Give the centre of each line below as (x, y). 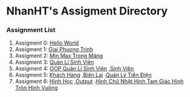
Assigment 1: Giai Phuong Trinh (54, 49)
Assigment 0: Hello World (47, 43)
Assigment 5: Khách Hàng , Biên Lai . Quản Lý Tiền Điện (83, 75)
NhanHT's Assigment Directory (87, 11)
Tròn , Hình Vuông (36, 88)
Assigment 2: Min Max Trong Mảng (59, 56)
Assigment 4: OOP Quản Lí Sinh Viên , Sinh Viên (74, 69)
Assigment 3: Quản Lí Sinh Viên (54, 62)
